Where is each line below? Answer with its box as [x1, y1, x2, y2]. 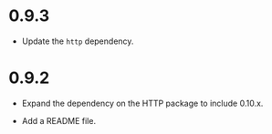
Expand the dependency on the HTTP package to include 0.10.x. [21, 98, 264, 108]
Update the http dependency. [21, 36, 134, 46]
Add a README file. [21, 115, 97, 126]
